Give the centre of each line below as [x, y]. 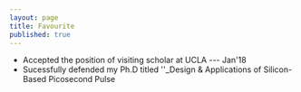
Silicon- [278, 69]
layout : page [34, 18]
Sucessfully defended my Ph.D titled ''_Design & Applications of [142, 69]
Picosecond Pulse [82, 79]
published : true [40, 34]
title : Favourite [42, 26]
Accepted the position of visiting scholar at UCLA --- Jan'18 [134, 60]
